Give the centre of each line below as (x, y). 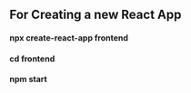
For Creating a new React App (95, 15)
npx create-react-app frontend (69, 37)
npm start (28, 79)
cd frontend (32, 59)
